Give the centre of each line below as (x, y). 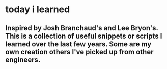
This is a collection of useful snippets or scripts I (84, 36)
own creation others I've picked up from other (79, 52)
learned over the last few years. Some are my (78, 44)
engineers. (23, 60)
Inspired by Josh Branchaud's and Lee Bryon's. (82, 28)
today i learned (38, 9)
